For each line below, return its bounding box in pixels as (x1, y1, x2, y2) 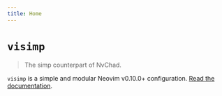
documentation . (7, 81, 53, 90)
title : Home (7, 10, 42, 17)
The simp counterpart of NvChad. (24, 61, 122, 69)
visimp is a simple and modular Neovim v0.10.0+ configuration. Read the (7, 74, 215, 82)
